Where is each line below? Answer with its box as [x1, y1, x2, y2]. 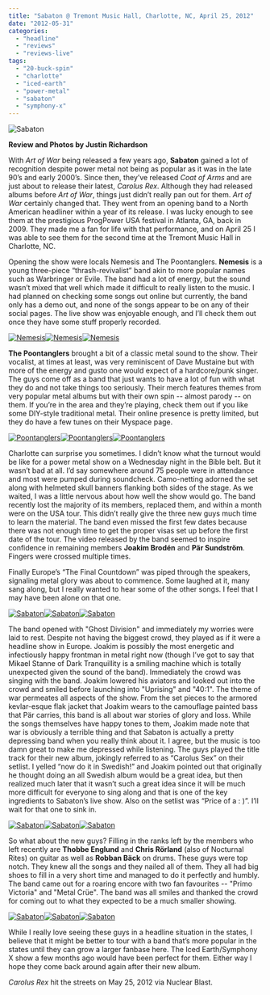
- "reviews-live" [15, 49, 74, 57]
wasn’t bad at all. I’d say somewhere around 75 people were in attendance [8, 466, 255, 475]
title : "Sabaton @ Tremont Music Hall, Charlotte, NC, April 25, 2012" [8, 11, 254, 20]
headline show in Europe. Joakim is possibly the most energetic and [8, 642, 235, 651]
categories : [8, 27, 48, 35]
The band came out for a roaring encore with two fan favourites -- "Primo [8, 879, 252, 889]
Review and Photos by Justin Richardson [8, 140, 148, 150]
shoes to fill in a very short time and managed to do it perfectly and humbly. [8, 871, 260, 880]
